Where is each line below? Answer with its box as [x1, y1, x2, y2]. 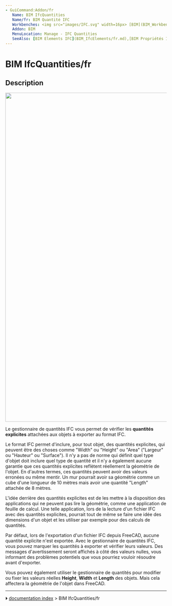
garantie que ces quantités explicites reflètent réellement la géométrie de [5, 463, 160, 469]
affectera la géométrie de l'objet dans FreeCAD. [5, 580, 106, 586]
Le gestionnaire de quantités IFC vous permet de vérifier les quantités [5, 426, 154, 432]
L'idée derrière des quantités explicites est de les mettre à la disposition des [5, 494, 165, 501]
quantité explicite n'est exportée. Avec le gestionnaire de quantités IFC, [5, 538, 156, 544]
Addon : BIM [12, 27, 36, 32]
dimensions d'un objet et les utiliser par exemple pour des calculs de [5, 517, 150, 523]
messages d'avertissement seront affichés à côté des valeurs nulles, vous [5, 548, 161, 555]
